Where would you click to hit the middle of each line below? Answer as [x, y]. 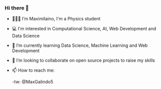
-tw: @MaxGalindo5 [32, 82]
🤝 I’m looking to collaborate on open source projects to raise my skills [83, 60]
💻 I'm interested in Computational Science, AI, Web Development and [84, 29]
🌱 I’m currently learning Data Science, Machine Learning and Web [80, 45]
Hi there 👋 [17, 8]
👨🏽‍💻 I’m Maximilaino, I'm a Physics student [56, 19]
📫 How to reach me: [33, 70]
